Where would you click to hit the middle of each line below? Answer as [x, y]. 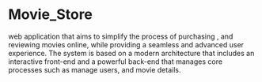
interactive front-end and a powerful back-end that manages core [116, 61]
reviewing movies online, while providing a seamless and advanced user [126, 44]
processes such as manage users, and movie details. [95, 69]
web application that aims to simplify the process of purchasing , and [121, 36]
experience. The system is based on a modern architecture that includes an [131, 53]
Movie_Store [51, 15]
